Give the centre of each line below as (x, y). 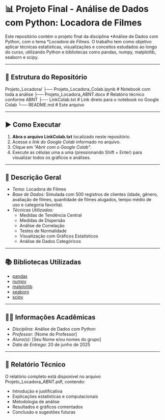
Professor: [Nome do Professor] (44, 334)
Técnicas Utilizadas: (33, 210)
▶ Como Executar (33, 125)
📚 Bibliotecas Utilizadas (43, 262)
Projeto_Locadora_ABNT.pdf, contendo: (45, 381)
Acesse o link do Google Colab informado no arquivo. (66, 142)
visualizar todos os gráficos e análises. (51, 157)
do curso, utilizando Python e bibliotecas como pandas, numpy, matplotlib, (81, 52)
